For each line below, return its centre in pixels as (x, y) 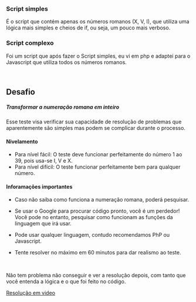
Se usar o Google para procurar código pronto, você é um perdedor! (97, 211)
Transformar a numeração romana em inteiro (63, 107)
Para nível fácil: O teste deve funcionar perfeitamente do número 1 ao (98, 155)
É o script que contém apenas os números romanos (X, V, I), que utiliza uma (98, 22)
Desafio (21, 92)
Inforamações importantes (39, 186)
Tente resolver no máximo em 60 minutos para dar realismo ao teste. (98, 253)
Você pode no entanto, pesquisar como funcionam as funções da (94, 217)
